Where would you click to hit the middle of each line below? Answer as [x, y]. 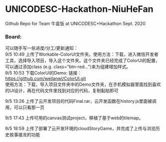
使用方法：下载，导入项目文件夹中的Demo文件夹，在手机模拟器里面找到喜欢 [83, 84]
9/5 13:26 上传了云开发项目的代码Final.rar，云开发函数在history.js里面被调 [81, 101]
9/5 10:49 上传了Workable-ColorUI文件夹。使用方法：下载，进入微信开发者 [82, 54]
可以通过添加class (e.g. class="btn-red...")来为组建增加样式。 [68, 67]
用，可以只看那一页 [25, 107]
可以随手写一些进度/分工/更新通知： [42, 48]
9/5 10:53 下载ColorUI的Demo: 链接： [43, 73]
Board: [13, 37]
